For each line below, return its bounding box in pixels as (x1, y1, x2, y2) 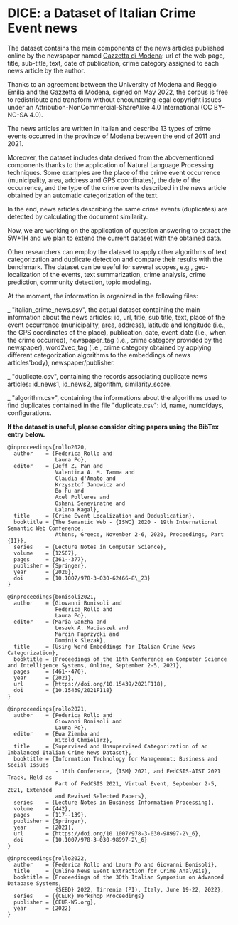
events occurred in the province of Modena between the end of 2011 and (7, 132, 220, 140)
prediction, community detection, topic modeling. (7, 278, 151, 286)
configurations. (7, 408, 52, 417)
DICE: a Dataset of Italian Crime (7, 5, 197, 21)
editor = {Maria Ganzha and (13, 618, 107, 625)
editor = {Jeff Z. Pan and (13, 462, 103, 469)
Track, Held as (7, 774, 53, 781)
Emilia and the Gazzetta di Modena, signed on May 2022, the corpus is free (7, 88, 229, 96)
